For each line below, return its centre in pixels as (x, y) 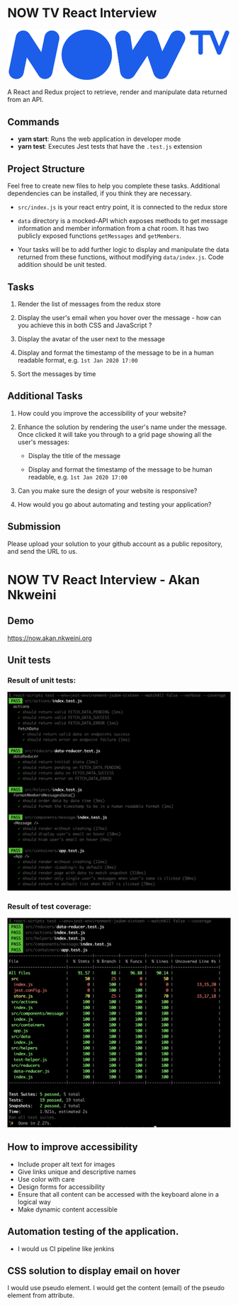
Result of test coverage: (50, 906)
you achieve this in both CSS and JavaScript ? (85, 325)
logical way (34, 1202)
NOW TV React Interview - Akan (104, 580)
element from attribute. (41, 1295)
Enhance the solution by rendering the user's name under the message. (122, 427)
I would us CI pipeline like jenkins (66, 1248)
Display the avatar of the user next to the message (91, 338)
